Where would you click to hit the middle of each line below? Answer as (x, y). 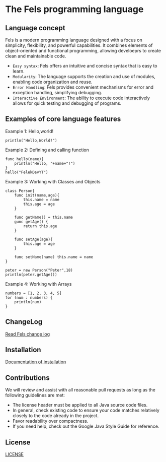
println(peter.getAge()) (31, 275)
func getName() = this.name (44, 217)
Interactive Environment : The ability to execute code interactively (81, 98)
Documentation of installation (36, 362)
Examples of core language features (63, 119)
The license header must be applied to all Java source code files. (80, 405)
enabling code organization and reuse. (52, 82)
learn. (19, 71)
